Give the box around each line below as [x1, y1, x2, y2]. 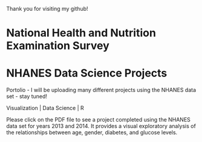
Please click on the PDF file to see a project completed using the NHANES [6, 116, 191, 123]
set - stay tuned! [6, 93, 47, 100]
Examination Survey [6, 39, 110, 53]
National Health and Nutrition [6, 26, 156, 40]
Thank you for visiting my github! [6, 5, 89, 12]
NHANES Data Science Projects [6, 66, 168, 80]
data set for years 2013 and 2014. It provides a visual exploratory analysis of [6, 123, 197, 130]
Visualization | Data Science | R [6, 105, 85, 112]
